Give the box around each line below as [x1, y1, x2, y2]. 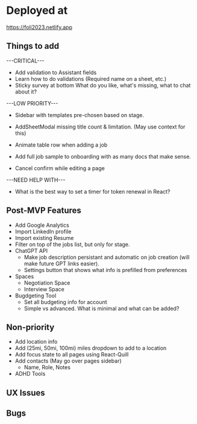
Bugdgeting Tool [14, 292, 57, 299]
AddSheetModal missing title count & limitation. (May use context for [14, 123, 186, 130]
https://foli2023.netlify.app [6, 24, 73, 31]
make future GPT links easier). [23, 260, 99, 267]
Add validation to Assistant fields [14, 69, 97, 76]
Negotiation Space [23, 279, 70, 286]
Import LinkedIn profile [14, 227, 72, 235]
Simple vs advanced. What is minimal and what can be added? [23, 305, 180, 312]
